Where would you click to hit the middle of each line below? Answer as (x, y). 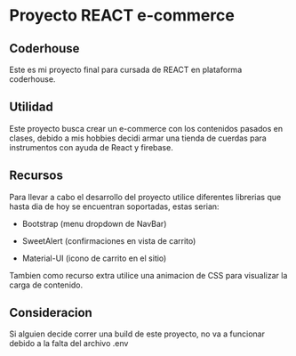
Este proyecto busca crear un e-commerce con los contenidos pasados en (146, 128)
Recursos (36, 176)
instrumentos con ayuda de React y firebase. (91, 147)
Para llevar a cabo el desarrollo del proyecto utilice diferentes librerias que (145, 197)
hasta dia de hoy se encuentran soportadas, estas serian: (114, 206)
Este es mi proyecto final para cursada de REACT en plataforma (126, 69)
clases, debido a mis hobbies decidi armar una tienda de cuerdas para (138, 138)
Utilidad (31, 107)
